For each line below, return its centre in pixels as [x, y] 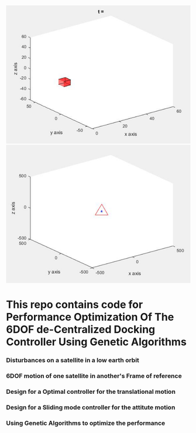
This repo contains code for [75, 305]
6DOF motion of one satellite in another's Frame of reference [94, 376]
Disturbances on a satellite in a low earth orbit [73, 360]
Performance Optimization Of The [90, 317]
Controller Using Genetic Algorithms [97, 342]
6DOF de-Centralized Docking [81, 330]
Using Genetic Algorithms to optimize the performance [86, 423]
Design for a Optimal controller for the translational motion [91, 391]
